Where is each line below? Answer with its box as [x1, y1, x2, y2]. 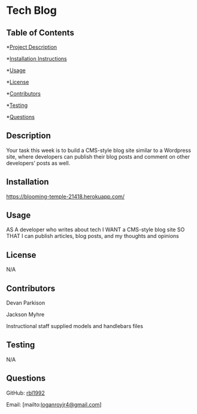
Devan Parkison [6, 299, 46, 306]
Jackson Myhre [6, 311, 45, 318]
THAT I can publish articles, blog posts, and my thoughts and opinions [6, 233, 180, 240]
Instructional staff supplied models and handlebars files [6, 323, 144, 330]
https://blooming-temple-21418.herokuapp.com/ [6, 193, 125, 200]
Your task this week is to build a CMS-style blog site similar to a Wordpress [6, 147, 192, 154]
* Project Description [6, 43, 57, 50]
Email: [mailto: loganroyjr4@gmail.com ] [6, 401, 102, 408]
